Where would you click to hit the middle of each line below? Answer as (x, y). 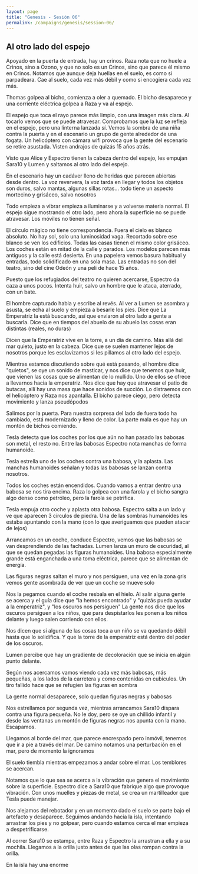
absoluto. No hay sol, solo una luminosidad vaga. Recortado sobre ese (92, 237)
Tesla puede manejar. (32, 799)
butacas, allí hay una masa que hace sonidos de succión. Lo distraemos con (99, 389)
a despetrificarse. (27, 830)
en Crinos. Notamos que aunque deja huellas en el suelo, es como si (89, 73)
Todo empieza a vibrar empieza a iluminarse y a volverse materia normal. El (98, 206)
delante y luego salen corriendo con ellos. (57, 620)
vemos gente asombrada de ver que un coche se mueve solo (80, 583)
